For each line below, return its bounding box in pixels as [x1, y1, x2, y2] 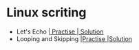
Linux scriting [6, 5, 87, 21]
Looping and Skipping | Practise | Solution [16, 34, 132, 42]
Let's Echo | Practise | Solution [16, 27, 104, 36]
